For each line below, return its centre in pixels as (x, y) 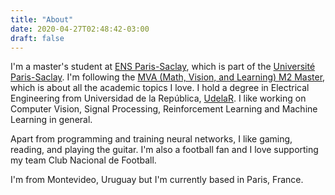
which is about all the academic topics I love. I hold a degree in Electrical (160, 88)
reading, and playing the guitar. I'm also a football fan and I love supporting (164, 150)
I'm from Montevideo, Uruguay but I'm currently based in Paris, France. (157, 180)
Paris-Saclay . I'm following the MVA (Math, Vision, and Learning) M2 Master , (168, 77)
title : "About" (42, 19)
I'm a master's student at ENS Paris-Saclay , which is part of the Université (163, 67)
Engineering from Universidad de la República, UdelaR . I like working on (158, 98)
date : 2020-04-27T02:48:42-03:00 (80, 29)
